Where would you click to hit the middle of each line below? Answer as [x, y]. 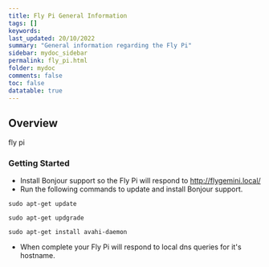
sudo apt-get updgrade [46, 218]
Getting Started [39, 163]
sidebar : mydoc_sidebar [48, 53]
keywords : [25, 31]
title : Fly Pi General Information [68, 16]
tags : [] [23, 23]
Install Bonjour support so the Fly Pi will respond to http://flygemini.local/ [140, 181]
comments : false [35, 76]
